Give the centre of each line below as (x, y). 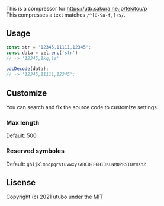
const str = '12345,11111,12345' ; (49, 47)
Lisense (21, 183)
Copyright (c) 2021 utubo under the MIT (55, 197)
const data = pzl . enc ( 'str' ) (42, 53)
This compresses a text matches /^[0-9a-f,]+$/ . (66, 15)
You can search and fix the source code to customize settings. (82, 107)
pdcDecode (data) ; (28, 69)
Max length (23, 122)
